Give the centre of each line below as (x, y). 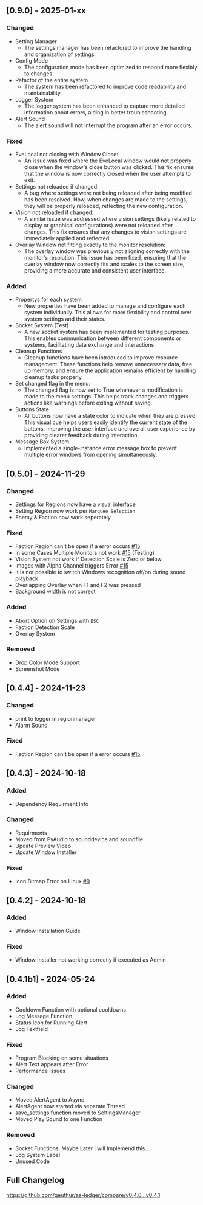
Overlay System (35, 633)
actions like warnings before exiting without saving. (88, 403)
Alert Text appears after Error (52, 1064)
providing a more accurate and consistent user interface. (95, 270)
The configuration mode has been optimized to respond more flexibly (111, 67)
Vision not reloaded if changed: (54, 212)
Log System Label (38, 1155)
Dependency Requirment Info (52, 804)
